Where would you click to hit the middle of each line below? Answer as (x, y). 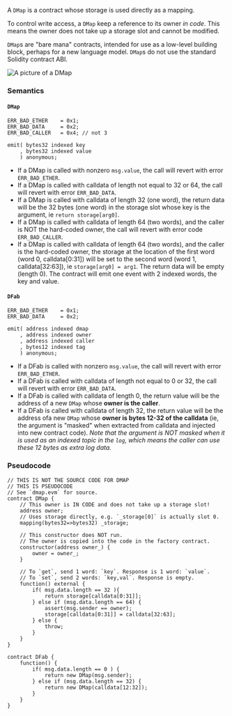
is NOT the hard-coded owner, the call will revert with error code (110, 230)
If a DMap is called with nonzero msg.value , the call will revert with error (120, 171)
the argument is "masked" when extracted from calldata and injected (116, 426)
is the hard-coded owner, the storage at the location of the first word (116, 252)
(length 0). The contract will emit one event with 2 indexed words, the (117, 274)
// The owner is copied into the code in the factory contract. (115, 541)
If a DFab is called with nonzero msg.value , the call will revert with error (119, 366)
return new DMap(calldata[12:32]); (96, 687)
